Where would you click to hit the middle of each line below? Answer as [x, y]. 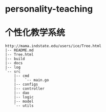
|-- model [24, 102]
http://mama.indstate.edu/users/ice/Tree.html [53, 46]
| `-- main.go [32, 80]
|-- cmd [21, 76]
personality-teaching [49, 9]
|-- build [15, 59]
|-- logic [24, 97]
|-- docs [14, 63]
